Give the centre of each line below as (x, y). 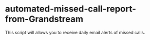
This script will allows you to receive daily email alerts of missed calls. (75, 32)
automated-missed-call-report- (71, 9)
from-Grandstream (44, 19)
